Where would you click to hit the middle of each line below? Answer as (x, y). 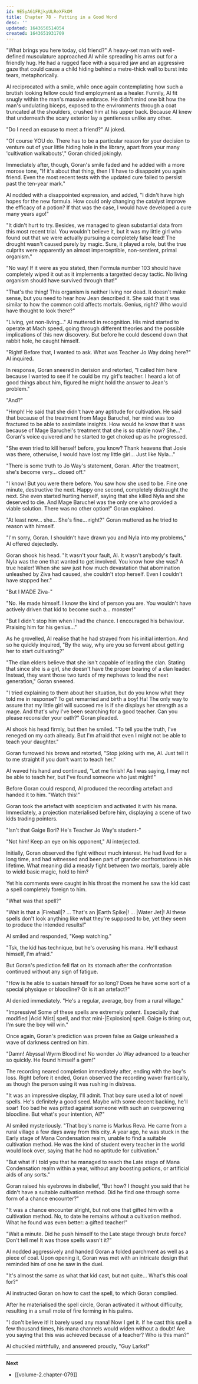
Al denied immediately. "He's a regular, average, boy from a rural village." (95, 1001)
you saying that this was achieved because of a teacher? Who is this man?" (98, 1335)
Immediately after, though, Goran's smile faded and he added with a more (95, 165)
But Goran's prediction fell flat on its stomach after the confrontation (89, 965)
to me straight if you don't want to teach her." (61, 759)
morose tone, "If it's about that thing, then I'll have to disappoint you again (96, 171)
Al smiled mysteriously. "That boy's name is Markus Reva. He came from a (97, 1126)
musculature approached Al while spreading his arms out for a (102, 57)
